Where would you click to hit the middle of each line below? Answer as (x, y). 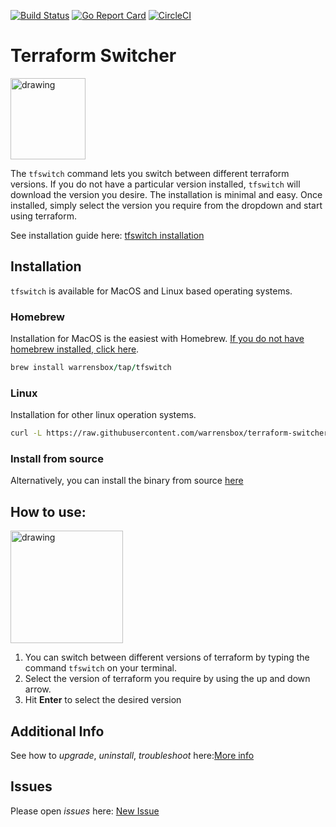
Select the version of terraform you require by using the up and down (167, 679)
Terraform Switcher (93, 56)
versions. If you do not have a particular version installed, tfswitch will (155, 184)
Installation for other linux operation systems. (103, 415)
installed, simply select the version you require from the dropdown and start (166, 205)
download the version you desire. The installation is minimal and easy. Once (166, 194)
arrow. (38, 689)
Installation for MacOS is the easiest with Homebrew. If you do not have (157, 339)
